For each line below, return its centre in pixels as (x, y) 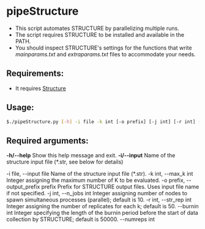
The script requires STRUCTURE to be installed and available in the (100, 34)
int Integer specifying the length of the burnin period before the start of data (102, 213)
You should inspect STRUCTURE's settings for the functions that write (103, 48)
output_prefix (23, 187)
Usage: (20, 107)
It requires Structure (40, 88)
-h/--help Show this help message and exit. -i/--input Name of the (91, 156)
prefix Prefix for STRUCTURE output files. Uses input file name (120, 187)
